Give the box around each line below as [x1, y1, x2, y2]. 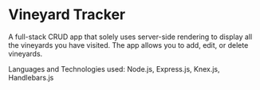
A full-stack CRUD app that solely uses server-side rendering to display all [8, 32, 253, 41]
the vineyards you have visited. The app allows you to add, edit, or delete [8, 40, 249, 49]
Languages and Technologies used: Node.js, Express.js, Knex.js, [8, 64, 221, 73]
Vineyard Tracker [8, 6, 126, 24]
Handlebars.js [8, 72, 54, 82]
